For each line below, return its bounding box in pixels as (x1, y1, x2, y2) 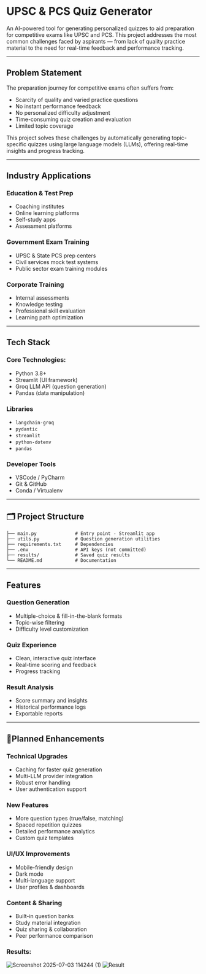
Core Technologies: (6, 356, 66, 364)
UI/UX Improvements (6, 849, 71, 858)
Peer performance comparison (15, 932, 93, 939)
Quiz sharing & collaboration (15, 925, 87, 933)
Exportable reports (15, 710, 63, 717)
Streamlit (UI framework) (15, 376, 78, 383)
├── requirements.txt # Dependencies (6, 542, 114, 548)
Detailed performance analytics (15, 828, 95, 835)
